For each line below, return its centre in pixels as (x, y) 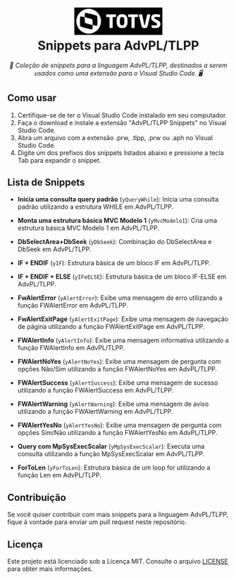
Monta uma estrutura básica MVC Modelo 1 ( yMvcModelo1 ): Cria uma (117, 221)
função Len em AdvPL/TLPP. (60, 475)
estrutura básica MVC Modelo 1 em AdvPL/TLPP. (88, 228)
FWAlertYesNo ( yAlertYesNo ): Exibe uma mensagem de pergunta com (119, 425)
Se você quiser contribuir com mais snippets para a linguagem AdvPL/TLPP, (118, 515)
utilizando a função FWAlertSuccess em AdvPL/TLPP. (95, 390)
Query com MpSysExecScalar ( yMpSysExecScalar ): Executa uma (111, 446)
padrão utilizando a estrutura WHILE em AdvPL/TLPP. (95, 207)
